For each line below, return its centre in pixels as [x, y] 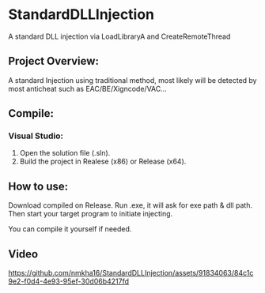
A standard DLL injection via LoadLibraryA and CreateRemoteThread [119, 36]
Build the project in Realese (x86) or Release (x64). [103, 162]
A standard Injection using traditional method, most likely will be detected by [132, 80]
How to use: [38, 186]
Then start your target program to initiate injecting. [91, 214]
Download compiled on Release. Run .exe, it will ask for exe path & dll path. [131, 205]
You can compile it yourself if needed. [70, 229]
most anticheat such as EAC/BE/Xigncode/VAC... [88, 88]
